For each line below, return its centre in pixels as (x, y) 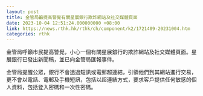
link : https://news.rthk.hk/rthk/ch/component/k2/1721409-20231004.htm (98, 28)
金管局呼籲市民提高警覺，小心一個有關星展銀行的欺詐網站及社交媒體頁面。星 (101, 52)
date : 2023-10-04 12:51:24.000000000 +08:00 (63, 23)
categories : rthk (28, 34)
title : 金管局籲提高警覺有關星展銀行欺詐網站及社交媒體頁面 (72, 17)
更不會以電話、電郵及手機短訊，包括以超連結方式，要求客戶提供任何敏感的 (99, 80)
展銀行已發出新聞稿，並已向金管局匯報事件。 (62, 59)
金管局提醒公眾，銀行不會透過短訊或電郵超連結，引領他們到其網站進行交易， (101, 72)
